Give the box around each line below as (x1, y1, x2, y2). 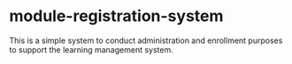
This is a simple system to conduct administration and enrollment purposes (9, 35, 283, 46)
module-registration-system (9, 6, 224, 26)
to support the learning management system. (9, 44, 174, 54)
